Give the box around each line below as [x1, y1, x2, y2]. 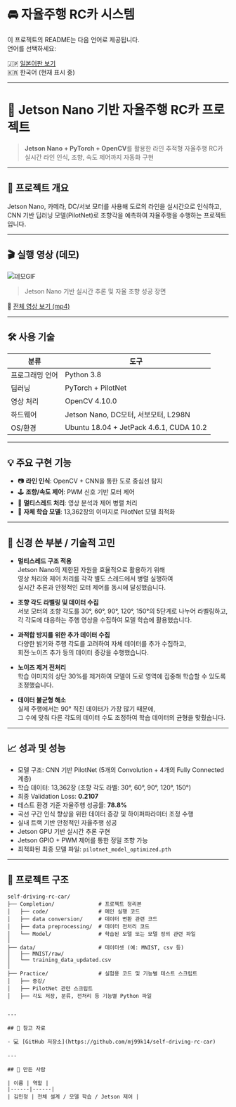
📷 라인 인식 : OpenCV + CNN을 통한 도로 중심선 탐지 [17, 476, 163, 486]
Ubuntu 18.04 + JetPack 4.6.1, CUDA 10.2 [65, 423, 207, 433]
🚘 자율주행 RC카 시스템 [7, 6, 135, 23]
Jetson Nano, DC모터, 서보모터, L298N [65, 410, 191, 419]
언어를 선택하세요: [7, 44, 57, 53]
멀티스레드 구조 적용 [17, 557, 72, 565]
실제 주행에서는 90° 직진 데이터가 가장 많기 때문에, [17, 704, 156, 713]
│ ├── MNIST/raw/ [7, 950, 65, 957]
